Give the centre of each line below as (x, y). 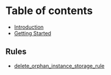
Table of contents (49, 11)
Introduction (29, 27)
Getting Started (32, 33)
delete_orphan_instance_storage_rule (59, 66)
